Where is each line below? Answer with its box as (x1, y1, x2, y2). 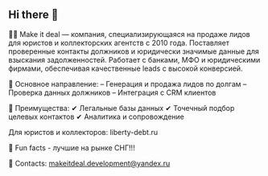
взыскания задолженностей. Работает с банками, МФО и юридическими (8, 55, 261, 64)
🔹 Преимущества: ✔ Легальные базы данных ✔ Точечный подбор (8, 103, 235, 113)
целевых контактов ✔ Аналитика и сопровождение (8, 112, 185, 121)
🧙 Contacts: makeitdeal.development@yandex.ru (8, 158, 171, 168)
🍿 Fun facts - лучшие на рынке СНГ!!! (8, 142, 135, 153)
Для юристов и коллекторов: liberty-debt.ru (8, 127, 159, 137)
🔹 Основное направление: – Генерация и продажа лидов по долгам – (8, 79, 247, 88)
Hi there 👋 (8, 8, 59, 22)
